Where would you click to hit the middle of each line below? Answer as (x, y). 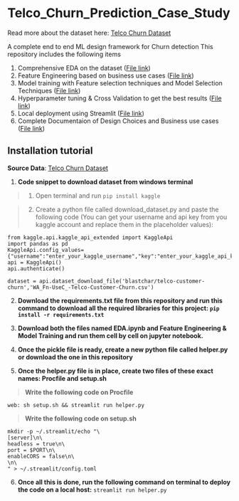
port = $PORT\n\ (31, 450)
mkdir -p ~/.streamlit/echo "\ (54, 431)
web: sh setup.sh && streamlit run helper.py (76, 405)
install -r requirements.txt (61, 315)
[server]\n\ (25, 438)
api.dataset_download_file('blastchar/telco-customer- (122, 281)
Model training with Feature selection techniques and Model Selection (120, 83)
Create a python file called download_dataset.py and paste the (127, 209)
